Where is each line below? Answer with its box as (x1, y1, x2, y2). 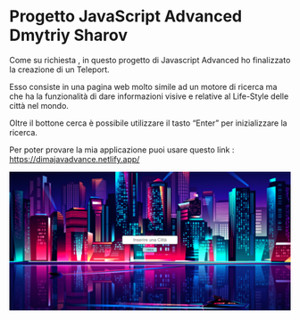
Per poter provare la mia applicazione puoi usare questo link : (9, 144, 235, 155)
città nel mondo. (9, 100, 70, 111)
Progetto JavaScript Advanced (9, 6, 243, 27)
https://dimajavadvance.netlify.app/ (9, 153, 140, 164)
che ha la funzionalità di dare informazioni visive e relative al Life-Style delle (9, 91, 289, 102)
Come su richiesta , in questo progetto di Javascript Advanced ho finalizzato (9, 54, 291, 65)
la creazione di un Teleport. (9, 64, 110, 75)
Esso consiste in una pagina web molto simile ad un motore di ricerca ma (9, 81, 278, 92)
